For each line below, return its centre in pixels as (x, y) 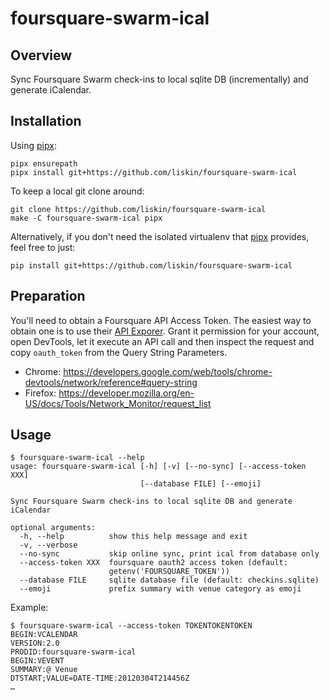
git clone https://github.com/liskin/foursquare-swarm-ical (138, 209)
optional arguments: (53, 528)
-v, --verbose (48, 545)
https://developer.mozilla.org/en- (126, 393)
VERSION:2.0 (35, 643)
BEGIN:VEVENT (37, 661)
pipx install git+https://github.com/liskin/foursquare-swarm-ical (154, 172)
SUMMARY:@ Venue (44, 670)
